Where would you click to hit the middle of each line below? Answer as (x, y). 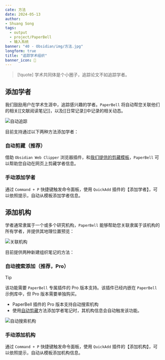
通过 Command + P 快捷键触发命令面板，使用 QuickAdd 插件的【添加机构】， (79, 347)
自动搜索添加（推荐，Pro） (37, 266)
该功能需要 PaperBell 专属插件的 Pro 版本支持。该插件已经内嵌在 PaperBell (81, 288)
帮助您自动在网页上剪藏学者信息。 (44, 164)
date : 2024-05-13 (23, 14)
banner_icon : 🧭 (21, 60)
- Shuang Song (20, 23)
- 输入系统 (19, 42)
